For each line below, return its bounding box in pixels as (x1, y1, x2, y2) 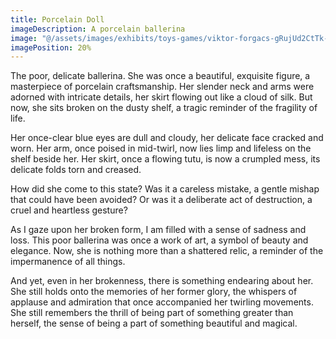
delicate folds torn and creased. (10, 164, 142, 176)
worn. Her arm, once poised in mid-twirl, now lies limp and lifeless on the (10, 142, 312, 155)
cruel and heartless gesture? (10, 204, 128, 216)
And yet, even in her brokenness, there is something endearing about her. (10, 275, 314, 287)
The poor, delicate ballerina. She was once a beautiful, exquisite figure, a (10, 70, 311, 82)
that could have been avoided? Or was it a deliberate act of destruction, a (10, 194, 313, 206)
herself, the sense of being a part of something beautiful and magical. (10, 317, 298, 330)
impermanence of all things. (10, 256, 126, 268)
